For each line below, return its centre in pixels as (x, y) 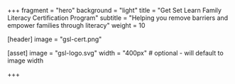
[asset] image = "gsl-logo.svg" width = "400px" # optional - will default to (115, 53)
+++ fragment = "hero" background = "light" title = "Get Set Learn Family (115, 10)
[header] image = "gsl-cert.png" (55, 39)
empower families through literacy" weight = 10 (76, 25)
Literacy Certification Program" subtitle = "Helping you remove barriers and (118, 18)
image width (26, 61)
